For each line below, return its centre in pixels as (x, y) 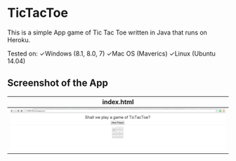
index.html (118, 102)
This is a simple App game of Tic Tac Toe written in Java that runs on (107, 32)
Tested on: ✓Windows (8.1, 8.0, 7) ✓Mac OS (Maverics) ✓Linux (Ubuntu (112, 53)
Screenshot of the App (58, 83)
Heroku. (19, 39)
